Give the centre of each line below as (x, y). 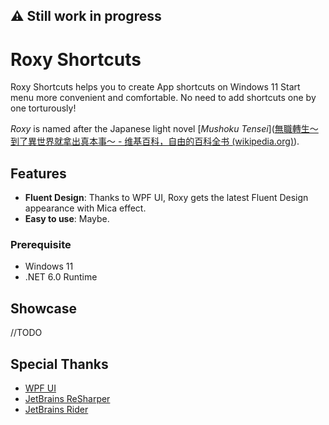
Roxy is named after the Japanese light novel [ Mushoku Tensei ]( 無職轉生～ (164, 129)
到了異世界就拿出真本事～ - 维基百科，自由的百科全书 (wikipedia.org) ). (155, 141)
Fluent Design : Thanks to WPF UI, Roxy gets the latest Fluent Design (166, 198)
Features (38, 173)
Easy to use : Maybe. (67, 219)
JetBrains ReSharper (67, 399)
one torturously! (43, 108)
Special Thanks (59, 364)
